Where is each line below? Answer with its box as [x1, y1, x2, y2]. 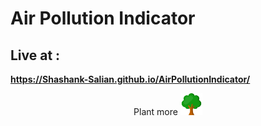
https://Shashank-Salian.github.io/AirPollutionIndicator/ [10, 73, 251, 85]
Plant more [133, 106, 178, 117]
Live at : [10, 47, 61, 64]
